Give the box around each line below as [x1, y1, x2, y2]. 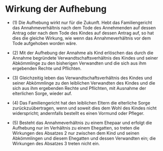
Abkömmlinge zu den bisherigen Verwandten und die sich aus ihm [12, 60, 146, 66]
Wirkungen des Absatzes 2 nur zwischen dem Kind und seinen [12, 130, 140, 136]
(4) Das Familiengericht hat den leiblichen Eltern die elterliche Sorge [12, 100, 151, 106]
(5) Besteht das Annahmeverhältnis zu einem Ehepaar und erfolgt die [12, 120, 152, 126]
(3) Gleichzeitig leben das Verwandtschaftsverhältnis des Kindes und [12, 75, 152, 81]
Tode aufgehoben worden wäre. [12, 40, 78, 46]
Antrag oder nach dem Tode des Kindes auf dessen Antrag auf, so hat [12, 30, 154, 36]
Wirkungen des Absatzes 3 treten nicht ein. [12, 140, 100, 146]
